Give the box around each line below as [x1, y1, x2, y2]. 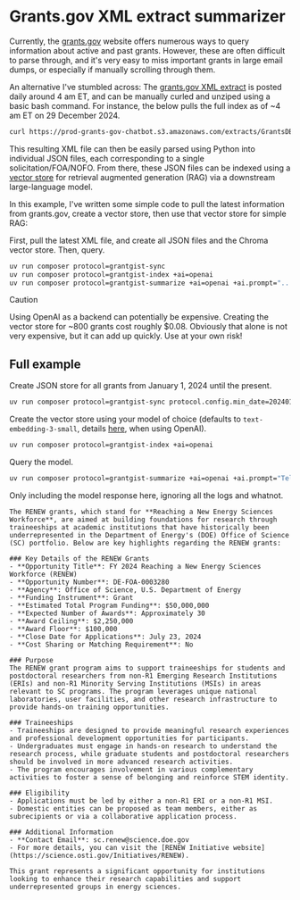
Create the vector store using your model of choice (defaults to [9, 413, 241, 425]
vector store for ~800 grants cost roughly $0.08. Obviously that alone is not [9, 321, 288, 332]
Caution [9, 295, 38, 305]
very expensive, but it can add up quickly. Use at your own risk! [9, 330, 243, 341]
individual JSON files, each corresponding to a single [9, 153, 205, 163]
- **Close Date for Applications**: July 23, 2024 [9, 632, 202, 641]
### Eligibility [9, 788, 70, 797]
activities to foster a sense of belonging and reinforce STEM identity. [9, 772, 290, 782]
